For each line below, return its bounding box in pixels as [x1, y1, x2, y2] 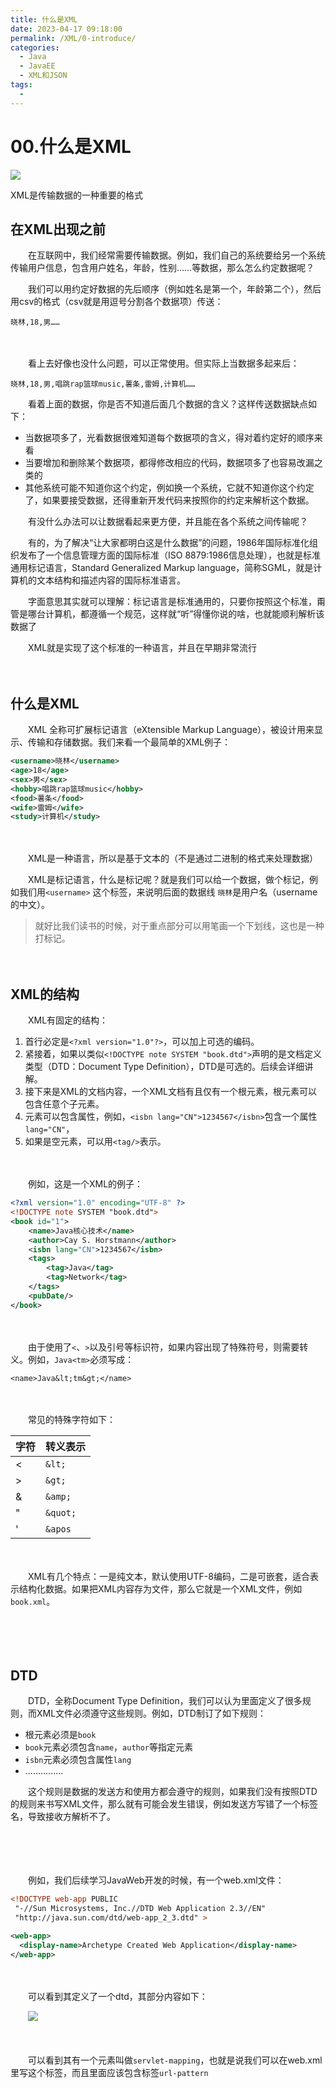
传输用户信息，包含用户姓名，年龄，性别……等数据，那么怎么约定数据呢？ [10, 262, 315, 274]
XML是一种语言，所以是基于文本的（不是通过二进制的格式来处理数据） [27, 852, 319, 865]
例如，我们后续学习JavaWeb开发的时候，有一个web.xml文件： [27, 1874, 285, 1886]
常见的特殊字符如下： [27, 1413, 116, 1425]
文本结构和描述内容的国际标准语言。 [36, 574, 186, 586]
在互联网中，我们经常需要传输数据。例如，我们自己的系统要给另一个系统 [27, 249, 326, 261]
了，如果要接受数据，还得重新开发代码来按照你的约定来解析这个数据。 [24, 494, 315, 506]
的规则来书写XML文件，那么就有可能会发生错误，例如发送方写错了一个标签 [10, 1798, 319, 1810]
